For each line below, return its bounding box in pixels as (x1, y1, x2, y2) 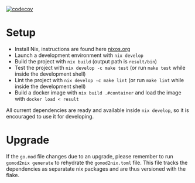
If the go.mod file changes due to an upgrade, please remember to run (6, 152, 174, 160)
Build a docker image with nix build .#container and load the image (14, 89, 182, 96)
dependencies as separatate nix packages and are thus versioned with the (6, 165, 186, 172)
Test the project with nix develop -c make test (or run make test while (14, 64, 186, 71)
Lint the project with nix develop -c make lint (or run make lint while (14, 76, 184, 83)
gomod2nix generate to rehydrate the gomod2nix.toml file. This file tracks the (6, 159, 188, 166)
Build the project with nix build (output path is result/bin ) (14, 57, 157, 65)
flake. (6, 171, 19, 178)
